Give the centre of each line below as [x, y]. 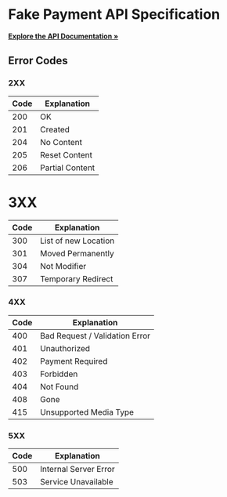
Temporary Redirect [77, 278]
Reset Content [66, 154]
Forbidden [59, 374]
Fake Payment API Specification [114, 15]
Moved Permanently [77, 253]
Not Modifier [63, 266]
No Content [61, 142]
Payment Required [74, 361]
